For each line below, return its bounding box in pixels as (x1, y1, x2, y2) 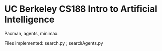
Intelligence (4, 14, 55, 25)
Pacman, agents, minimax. (4, 30, 59, 36)
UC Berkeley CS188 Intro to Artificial (4, 3, 158, 15)
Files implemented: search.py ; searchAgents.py (4, 40, 103, 46)
